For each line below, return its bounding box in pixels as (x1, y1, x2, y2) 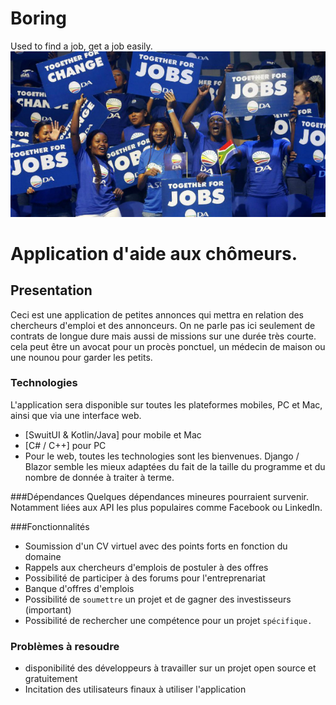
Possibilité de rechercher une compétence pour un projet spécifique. (24, 614, 313, 626)
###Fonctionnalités (10, 520, 90, 532)
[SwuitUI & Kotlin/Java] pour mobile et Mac (24, 428, 202, 441)
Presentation (10, 282, 93, 299)
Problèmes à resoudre (10, 639, 120, 653)
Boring (10, 7, 67, 30)
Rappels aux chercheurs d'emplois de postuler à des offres (24, 561, 269, 573)
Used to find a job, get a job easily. (10, 40, 153, 52)
